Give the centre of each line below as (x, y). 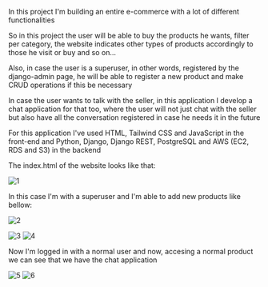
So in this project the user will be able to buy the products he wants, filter (129, 36)
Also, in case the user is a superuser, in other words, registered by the (124, 68)
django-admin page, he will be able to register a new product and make (126, 76)
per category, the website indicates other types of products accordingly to (131, 44)
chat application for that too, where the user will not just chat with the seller (133, 109)
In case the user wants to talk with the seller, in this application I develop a (131, 100)
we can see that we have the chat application (83, 260)
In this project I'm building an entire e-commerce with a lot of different (124, 12)
